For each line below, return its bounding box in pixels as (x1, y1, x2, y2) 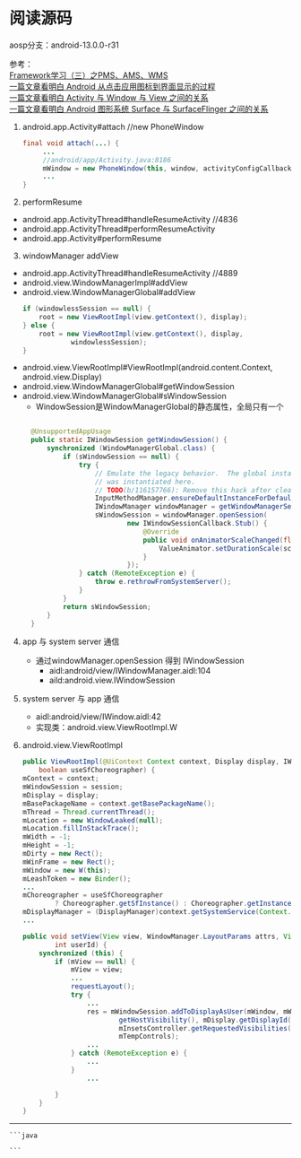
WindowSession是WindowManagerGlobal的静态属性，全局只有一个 (35, 401, 284, 413)
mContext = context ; (21, 774, 99, 783)
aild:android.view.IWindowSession (48, 675, 176, 686)
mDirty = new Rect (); (21, 849, 104, 858)
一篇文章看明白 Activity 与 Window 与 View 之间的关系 (9, 91, 209, 103)
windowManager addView (21, 250, 119, 261)
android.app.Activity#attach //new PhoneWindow (21, 121, 204, 132)
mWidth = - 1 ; (21, 832, 72, 841)
